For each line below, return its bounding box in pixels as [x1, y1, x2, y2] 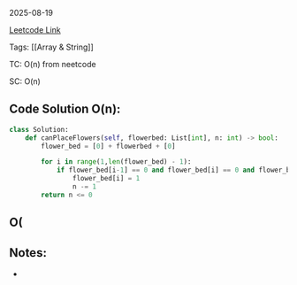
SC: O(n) [9, 76, 42, 87]
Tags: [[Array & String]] [9, 42, 95, 52]
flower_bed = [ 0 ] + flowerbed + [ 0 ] [41, 142, 176, 150]
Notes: [9, 245, 47, 260]
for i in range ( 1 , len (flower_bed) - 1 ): [41, 158, 192, 166]
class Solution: [9, 125, 69, 134]
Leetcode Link [9, 25, 62, 35]
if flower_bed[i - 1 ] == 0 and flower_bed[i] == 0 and [56, 166, 255, 175]
